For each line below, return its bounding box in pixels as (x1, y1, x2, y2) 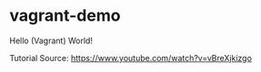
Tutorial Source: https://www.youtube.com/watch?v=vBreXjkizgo (9, 52, 253, 63)
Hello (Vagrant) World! (9, 35, 94, 46)
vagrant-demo (9, 5, 121, 26)
